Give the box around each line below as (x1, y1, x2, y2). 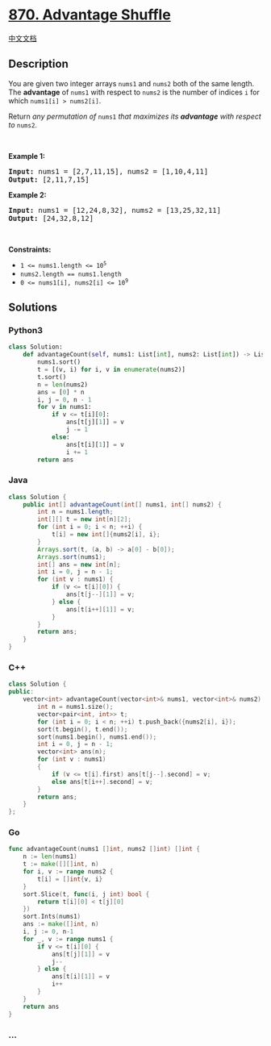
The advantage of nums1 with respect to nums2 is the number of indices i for (8, 87, 260, 97)
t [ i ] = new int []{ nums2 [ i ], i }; (51, 531, 161, 539)
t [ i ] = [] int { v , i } (37, 875, 103, 883)
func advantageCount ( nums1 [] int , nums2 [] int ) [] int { (8, 845, 200, 853)
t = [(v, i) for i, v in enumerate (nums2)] (37, 365, 186, 374)
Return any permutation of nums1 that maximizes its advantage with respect (8, 111, 262, 121)
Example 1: (8, 151, 46, 160)
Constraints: (8, 244, 52, 254)
